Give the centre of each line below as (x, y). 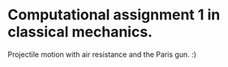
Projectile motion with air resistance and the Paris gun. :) (102, 54)
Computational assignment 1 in (114, 15)
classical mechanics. (80, 32)
